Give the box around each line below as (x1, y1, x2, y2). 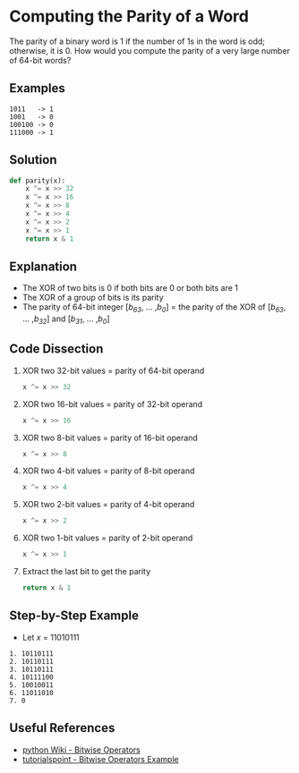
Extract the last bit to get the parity (21, 566, 151, 577)
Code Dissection (9, 342, 104, 357)
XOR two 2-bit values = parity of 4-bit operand (21, 499, 195, 510)
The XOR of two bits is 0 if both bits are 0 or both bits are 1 (21, 283, 239, 293)
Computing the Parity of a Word (9, 6, 249, 27)
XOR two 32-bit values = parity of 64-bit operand (21, 365, 205, 376)
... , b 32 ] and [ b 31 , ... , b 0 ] (21, 313, 110, 326)
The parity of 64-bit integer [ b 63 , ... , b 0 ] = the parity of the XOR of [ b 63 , (21, 302, 286, 315)
